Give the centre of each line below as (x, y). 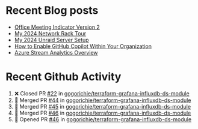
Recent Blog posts (52, 10)
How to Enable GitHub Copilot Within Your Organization (83, 46)
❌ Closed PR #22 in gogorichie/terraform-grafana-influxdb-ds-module (102, 93)
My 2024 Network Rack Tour (50, 33)
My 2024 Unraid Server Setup (51, 40)
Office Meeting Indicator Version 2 (57, 27)
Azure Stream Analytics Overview (56, 52)
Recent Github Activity (63, 77)
